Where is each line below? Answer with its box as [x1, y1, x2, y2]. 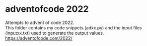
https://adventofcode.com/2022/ [5, 35, 73, 41]
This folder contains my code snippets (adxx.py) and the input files [5, 24, 142, 30]
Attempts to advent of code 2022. [5, 20, 74, 25]
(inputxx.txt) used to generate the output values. [5, 30, 104, 36]
